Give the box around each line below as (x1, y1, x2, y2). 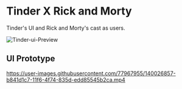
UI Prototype (6, 53, 55, 64)
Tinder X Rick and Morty (6, 4, 132, 18)
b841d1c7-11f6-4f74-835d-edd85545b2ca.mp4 (6, 76, 126, 83)
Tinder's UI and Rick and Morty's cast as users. (6, 24, 126, 31)
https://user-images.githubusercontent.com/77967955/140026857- (6, 70, 177, 77)
